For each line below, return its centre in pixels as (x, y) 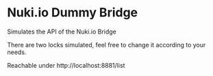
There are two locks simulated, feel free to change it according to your (106, 45)
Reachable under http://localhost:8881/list (66, 65)
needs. (17, 52)
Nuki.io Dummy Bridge (73, 13)
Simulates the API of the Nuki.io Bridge (62, 31)
